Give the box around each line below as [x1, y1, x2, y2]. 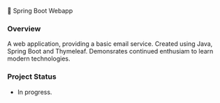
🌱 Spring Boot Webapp [7, 7, 73, 15]
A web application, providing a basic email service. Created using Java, [7, 40, 213, 48]
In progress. [17, 88, 52, 96]
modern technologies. [7, 54, 71, 63]
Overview [7, 24, 41, 33]
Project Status [7, 72, 57, 81]
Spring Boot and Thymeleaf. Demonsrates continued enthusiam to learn [7, 47, 214, 56]
